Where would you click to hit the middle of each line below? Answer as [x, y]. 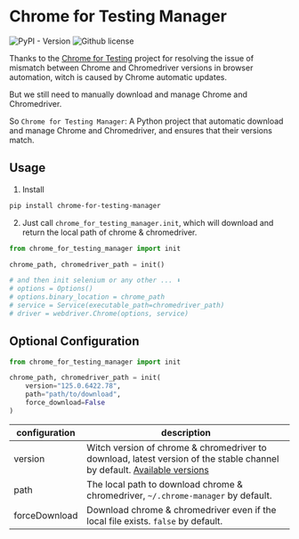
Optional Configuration [74, 341]
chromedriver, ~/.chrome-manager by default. [179, 495]
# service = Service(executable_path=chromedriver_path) [117, 305]
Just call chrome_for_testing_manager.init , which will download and [148, 222]
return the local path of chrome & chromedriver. [109, 232]
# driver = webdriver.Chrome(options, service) [99, 313]
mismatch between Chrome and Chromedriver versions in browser [131, 68]
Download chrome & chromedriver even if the [182, 510]
